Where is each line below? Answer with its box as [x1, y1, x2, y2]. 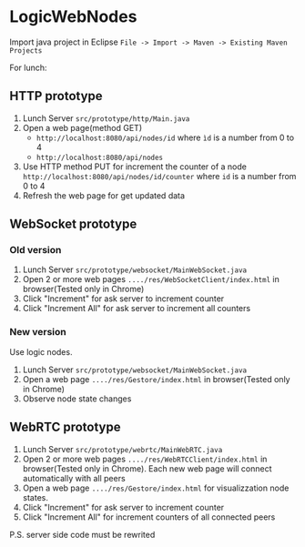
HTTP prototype [9, 88, 103, 104]
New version [9, 326, 66, 339]
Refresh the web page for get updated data [22, 189, 185, 201]
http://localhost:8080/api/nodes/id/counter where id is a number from [22, 170, 297, 181]
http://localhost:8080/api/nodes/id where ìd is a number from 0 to [36, 132, 294, 143]
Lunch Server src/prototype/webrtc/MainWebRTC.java [22, 443, 223, 454]
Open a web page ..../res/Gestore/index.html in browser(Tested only [22, 373, 290, 384]
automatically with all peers [22, 472, 126, 483]
